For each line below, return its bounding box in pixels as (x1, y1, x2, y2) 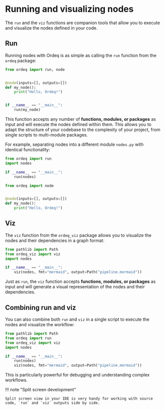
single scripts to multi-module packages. (5, 132, 88, 137)
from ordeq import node (5, 183, 54, 188)
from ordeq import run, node (5, 67, 65, 72)
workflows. (5, 377, 28, 383)
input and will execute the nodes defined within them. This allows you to (5, 122, 152, 127)
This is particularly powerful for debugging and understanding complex (5, 372, 150, 378)
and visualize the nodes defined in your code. (5, 25, 98, 31)
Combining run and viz (5, 303, 76, 311)
